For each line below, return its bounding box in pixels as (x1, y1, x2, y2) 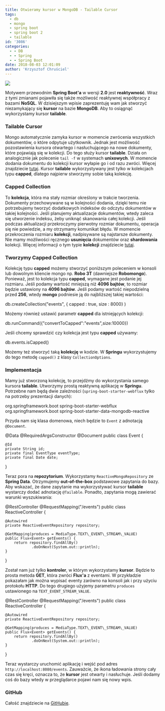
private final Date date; (5, 455, 58, 460)
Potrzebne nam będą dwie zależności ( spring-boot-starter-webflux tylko (5, 388, 155, 394)
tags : (5, 12, 16, 17)
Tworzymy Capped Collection (5, 254, 78, 261)
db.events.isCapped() (5, 339, 49, 345)
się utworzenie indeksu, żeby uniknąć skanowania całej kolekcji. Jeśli (5, 215, 146, 221)
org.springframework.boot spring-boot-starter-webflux (5, 403, 117, 409)
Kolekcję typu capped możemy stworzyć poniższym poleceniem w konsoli (5, 265, 157, 271)
